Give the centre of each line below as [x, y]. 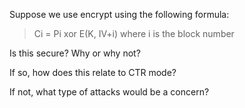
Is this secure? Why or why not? [75, 53]
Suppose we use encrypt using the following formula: [119, 14]
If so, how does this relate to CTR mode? [93, 72]
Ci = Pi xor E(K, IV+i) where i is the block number [134, 33]
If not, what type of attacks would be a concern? [109, 92]
